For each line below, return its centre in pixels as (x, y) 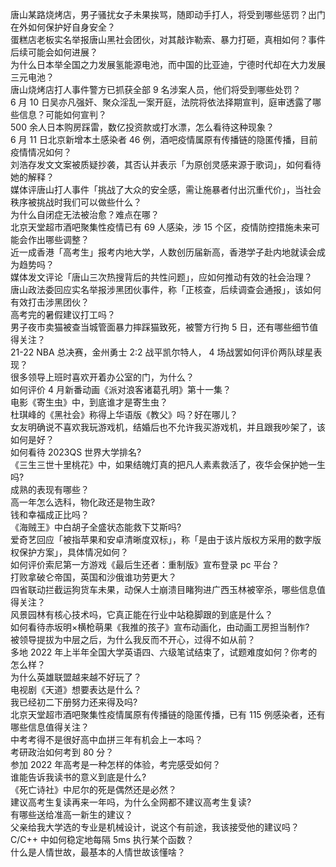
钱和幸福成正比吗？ (50, 514)
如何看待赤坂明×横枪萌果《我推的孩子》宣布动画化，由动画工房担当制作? (160, 627)
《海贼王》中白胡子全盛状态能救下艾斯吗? (96, 527)
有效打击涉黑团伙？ (50, 302)
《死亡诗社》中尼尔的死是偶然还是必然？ (93, 789)
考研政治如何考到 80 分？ (62, 752)
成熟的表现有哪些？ (50, 489)
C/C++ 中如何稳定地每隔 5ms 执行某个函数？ (102, 839)
